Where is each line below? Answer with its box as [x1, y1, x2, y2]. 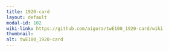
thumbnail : [6, 31, 34, 37]
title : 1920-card [6, 8, 50, 15]
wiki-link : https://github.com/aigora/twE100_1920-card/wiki [6, 25, 164, 32]
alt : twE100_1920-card [6, 36, 63, 42]
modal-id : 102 [6, 20, 42, 26]
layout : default [6, 14, 47, 20]
